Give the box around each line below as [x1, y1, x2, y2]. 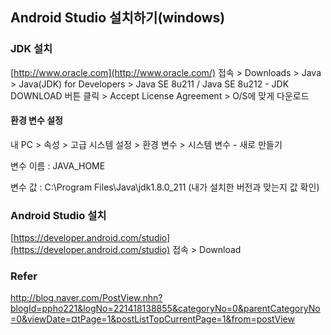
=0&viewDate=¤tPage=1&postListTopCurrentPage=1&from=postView [10, 313, 295, 325]
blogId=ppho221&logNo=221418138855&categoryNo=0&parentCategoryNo [10, 303, 321, 315]
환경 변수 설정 [10, 114, 63, 127]
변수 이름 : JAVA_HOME [10, 159, 106, 172]
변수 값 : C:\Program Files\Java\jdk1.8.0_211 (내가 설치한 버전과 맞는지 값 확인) [10, 181, 320, 193]
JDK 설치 [10, 42, 53, 56]
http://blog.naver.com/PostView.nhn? [10, 292, 163, 304]
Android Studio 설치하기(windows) [10, 9, 226, 27]
